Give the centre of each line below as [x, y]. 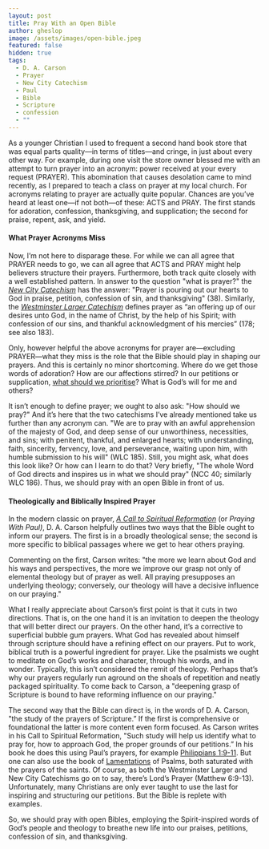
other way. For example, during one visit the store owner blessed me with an [134, 160]
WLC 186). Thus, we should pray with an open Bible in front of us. [116, 483]
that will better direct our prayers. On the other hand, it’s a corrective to [126, 627]
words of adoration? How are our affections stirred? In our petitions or [123, 374]
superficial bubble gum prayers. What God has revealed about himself [124, 635]
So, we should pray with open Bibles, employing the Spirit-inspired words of [134, 819]
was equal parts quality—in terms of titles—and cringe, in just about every [130, 151]
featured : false [35, 46]
